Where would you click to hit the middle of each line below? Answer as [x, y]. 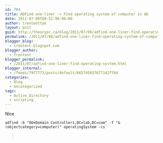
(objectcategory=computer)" [33, 127]
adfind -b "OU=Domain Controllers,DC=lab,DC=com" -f [59, 123]
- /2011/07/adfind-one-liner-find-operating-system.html [68, 64]
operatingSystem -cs [84, 127]
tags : [10, 91]
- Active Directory [29, 95]
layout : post [18, 28]
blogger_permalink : [25, 59]
